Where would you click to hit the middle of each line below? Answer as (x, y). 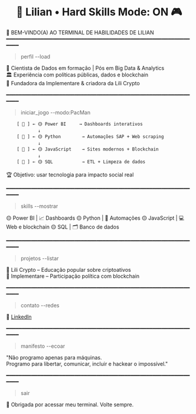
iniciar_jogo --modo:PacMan (55, 112)
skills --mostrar (39, 206)
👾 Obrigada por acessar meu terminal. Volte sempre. (70, 405)
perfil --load (35, 56)
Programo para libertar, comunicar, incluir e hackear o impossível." (87, 364)
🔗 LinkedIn (19, 317)
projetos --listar (40, 258)
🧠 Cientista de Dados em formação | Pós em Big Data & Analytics (85, 68)
